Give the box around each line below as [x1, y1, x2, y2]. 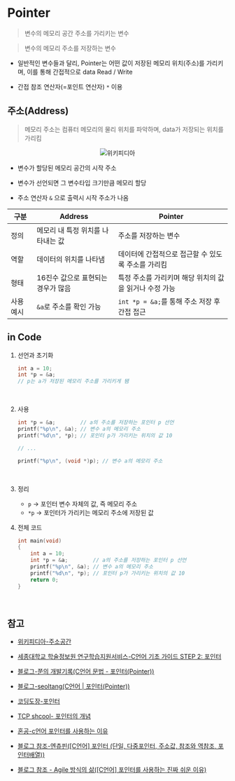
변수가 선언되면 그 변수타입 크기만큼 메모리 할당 [17, 178, 147, 187]
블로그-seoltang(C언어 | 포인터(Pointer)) [17, 682, 131, 690]
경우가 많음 [36, 283, 71, 293]
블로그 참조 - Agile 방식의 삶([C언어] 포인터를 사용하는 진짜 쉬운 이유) [17, 766, 207, 774]
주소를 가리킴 [126, 260, 168, 269]
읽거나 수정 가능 [126, 283, 176, 293]
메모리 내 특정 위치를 [36, 225, 101, 235]
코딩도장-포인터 [17, 697, 61, 706]
